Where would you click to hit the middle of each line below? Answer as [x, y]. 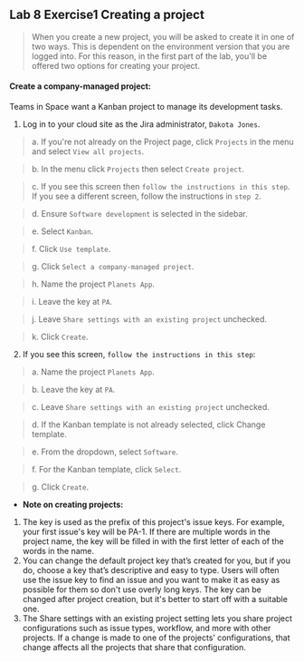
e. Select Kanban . [62, 231]
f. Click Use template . [71, 249]
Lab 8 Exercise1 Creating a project [107, 15]
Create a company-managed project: [81, 86]
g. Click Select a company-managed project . [113, 267]
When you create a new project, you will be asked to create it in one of [163, 36]
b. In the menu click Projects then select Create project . [138, 169]
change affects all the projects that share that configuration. [134, 647]
